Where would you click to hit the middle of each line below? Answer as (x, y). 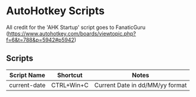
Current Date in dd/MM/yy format (141, 85)
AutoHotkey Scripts (55, 11)
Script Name (27, 75)
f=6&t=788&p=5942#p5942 (40, 40)
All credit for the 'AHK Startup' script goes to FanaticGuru (76, 27)
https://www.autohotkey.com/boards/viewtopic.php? (72, 33)
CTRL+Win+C (70, 85)
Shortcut (70, 75)
